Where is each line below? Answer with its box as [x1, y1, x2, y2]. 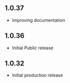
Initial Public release [11, 45, 53, 51]
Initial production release [11, 72, 63, 79]
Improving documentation [11, 17, 65, 23]
